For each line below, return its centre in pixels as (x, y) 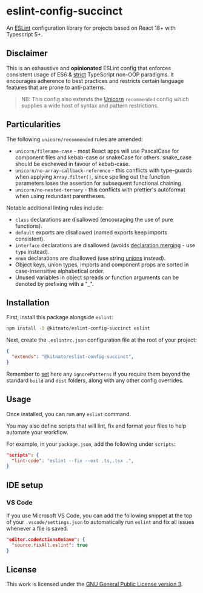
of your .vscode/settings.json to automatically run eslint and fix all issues (100, 522)
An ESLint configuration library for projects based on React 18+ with (91, 28)
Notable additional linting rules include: (55, 208)
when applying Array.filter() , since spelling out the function (92, 176)
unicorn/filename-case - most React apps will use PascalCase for (97, 151)
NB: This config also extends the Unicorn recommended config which (105, 99)
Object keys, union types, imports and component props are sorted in (102, 264)
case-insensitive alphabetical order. (60, 271)
